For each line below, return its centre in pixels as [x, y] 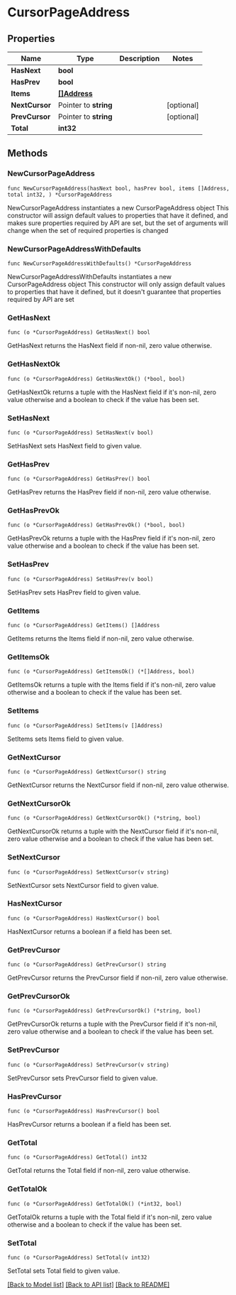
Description [140, 59]
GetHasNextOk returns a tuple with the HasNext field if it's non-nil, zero [112, 392]
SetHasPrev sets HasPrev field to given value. [74, 592]
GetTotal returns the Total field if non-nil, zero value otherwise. [99, 1171]
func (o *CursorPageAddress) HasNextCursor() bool [84, 918]
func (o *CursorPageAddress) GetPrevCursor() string [87, 965]
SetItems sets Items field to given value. [66, 739]
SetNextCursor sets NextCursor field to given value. [83, 885]
